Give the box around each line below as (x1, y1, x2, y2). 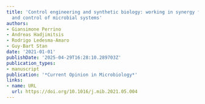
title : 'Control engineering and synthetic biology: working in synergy (6, 9, 195, 15)
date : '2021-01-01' (6, 49, 56, 55)
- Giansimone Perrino (6, 26, 62, 32)
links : (6, 77, 23, 83)
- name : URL (6, 83, 37, 89)
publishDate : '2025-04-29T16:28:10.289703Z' (6, 54, 121, 61)
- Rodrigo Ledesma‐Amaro (6, 37, 70, 43)
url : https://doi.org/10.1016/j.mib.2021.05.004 (12, 89, 138, 95)
